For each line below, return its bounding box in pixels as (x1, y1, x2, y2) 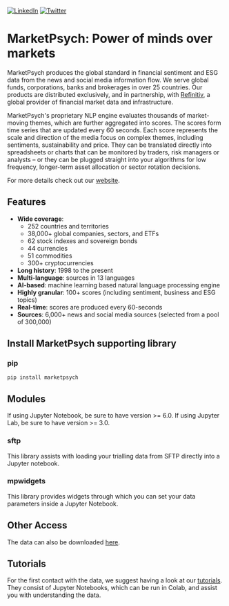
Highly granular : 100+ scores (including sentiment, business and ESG (17, 288, 216, 296)
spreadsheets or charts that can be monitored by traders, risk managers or (7, 148, 219, 156)
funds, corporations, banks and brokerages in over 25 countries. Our (7, 83, 203, 91)
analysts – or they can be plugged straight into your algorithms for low (7, 155, 207, 163)
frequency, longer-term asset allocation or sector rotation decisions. (7, 163, 201, 171)
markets (7, 46, 56, 62)
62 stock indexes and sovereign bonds (27, 236, 138, 245)
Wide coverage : (17, 215, 64, 223)
